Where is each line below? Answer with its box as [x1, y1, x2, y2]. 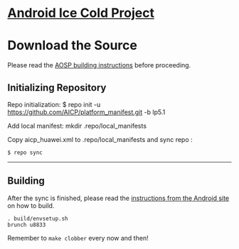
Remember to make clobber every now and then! [7, 233, 149, 242]
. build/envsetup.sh [7, 215, 69, 222]
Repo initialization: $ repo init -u [7, 100, 101, 109]
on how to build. [7, 201, 55, 210]
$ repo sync [7, 149, 43, 156]
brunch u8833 [7, 221, 46, 228]
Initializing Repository [7, 82, 107, 94]
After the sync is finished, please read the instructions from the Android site [7, 194, 230, 202]
